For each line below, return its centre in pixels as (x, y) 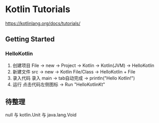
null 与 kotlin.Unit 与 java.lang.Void (41, 115)
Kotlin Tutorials (38, 9)
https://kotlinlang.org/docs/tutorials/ (43, 23)
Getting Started (30, 39)
